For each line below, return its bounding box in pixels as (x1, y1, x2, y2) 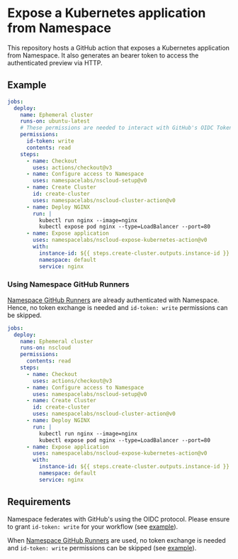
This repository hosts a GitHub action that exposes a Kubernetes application (7, 43, 230, 52)
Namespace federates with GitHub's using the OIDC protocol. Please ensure (7, 514, 230, 523)
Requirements (7, 496, 71, 508)
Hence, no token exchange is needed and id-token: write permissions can (7, 303, 228, 311)
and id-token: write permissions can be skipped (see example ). (7, 543, 197, 552)
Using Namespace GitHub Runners (7, 279, 130, 289)
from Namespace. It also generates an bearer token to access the (7, 51, 199, 60)
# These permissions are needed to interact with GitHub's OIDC (20, 124, 214, 132)
